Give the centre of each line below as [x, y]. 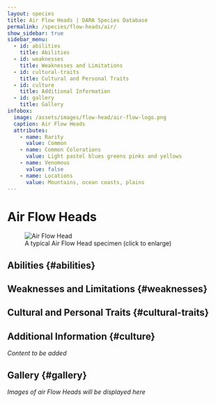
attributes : [31, 130]
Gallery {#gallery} [47, 375]
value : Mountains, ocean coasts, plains [85, 182]
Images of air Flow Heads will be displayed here [76, 392]
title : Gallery [42, 105]
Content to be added [37, 353]
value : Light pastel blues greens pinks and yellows [104, 157]
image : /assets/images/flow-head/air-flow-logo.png [90, 117]
